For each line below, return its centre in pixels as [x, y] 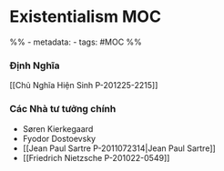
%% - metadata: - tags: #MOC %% [76, 42]
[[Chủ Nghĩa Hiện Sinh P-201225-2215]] [84, 85]
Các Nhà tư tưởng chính [63, 109]
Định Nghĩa [35, 65]
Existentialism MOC [86, 17]
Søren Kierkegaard [58, 128]
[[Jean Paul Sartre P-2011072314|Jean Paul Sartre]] [119, 148]
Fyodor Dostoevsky [59, 138]
